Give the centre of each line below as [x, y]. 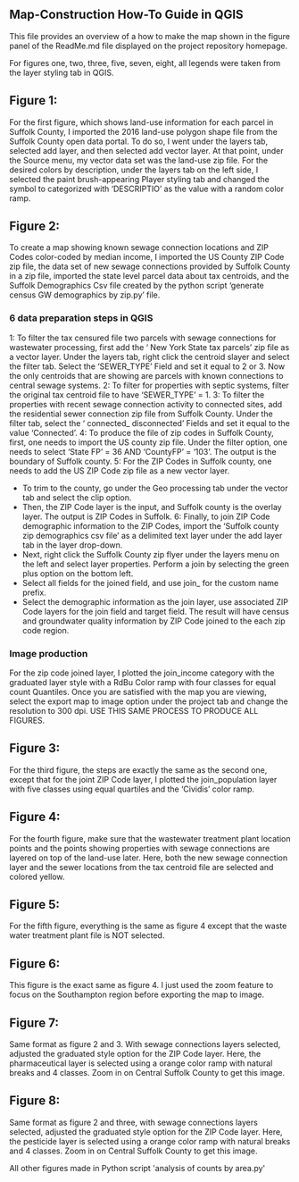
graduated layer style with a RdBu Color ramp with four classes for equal [143, 683]
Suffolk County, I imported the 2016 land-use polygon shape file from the [144, 131]
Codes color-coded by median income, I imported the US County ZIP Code [147, 257]
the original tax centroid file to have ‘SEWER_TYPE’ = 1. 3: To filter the [137, 394]
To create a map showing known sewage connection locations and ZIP [139, 247]
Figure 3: [35, 748]
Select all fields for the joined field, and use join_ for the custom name [150, 583]
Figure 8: [35, 1101]
